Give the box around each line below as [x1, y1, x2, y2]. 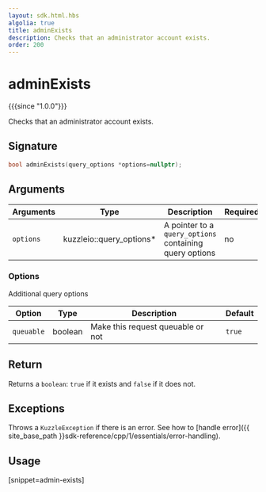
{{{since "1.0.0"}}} [8, 101, 67, 111]
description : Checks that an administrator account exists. [8, 33, 211, 42]
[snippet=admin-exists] [8, 475, 85, 485]
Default [225, 307, 254, 318]
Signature [8, 139, 58, 153]
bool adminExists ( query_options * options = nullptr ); [8, 160, 182, 169]
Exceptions [8, 402, 65, 416]
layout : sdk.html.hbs [8, 11, 80, 20]
